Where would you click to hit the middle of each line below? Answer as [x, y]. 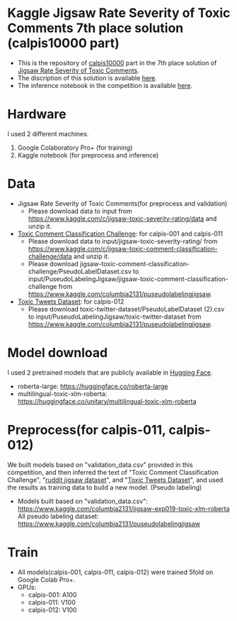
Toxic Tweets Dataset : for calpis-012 [71, 301]
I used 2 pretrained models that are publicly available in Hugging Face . [110, 372]
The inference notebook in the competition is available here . [105, 85]
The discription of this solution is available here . [87, 78]
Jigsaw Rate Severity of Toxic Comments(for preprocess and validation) [122, 203]
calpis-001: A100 [52, 595]
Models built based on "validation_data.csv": [83, 501]
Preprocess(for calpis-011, [87, 430]
